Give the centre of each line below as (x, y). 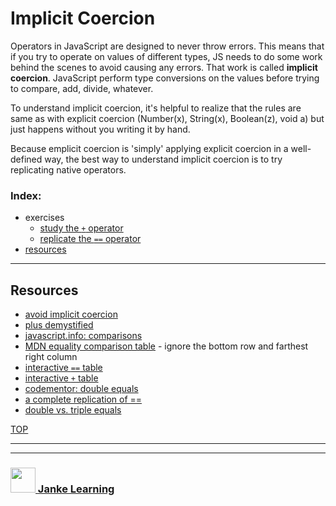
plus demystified (59, 325)
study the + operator (81, 228)
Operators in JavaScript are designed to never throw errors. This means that (167, 46)
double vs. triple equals (73, 410)
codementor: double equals (81, 389)
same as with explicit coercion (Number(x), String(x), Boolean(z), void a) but (167, 118)
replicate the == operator (90, 239)
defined (26, 159)
